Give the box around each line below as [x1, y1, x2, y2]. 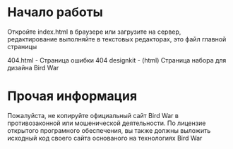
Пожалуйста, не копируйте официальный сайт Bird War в [7, 111, 179, 119]
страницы [7, 42, 37, 51]
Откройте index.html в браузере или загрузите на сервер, [7, 27, 181, 36]
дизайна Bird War [7, 63, 59, 72]
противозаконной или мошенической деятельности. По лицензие [7, 119, 206, 127]
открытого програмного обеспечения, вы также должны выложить [7, 126, 211, 134]
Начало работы [7, 4, 104, 20]
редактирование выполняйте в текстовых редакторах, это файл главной [7, 34, 227, 43]
